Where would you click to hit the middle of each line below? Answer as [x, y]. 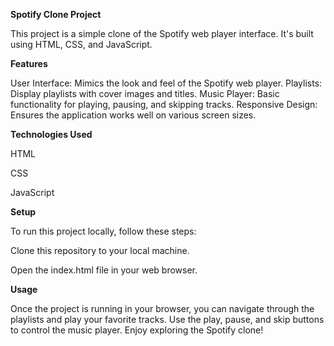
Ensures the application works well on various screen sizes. [133, 115]
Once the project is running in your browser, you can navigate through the [162, 308]
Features [29, 63]
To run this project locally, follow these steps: [103, 231]
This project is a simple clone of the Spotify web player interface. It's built [162, 33]
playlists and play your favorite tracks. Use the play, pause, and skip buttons [167, 319]
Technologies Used [51, 134]
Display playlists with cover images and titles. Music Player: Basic [145, 93]
